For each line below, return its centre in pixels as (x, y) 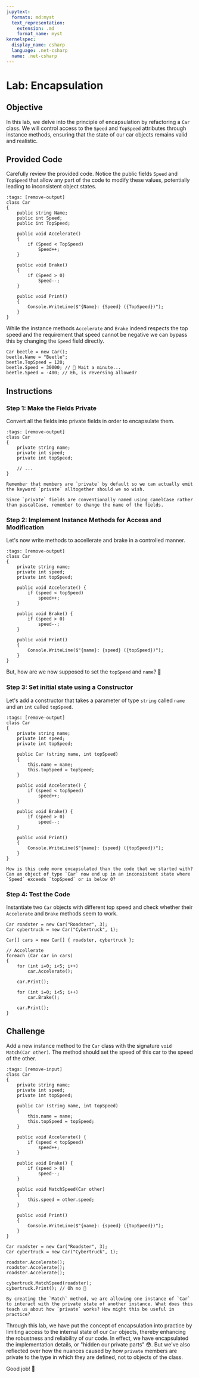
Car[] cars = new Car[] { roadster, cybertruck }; (70, 940)
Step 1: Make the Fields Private (52, 408)
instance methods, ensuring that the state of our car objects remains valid (97, 134)
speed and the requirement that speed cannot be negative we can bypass (97, 335)
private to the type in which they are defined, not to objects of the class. (95, 1357)
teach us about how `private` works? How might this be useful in (90, 1309)
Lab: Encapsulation (55, 86)
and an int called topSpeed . (40, 706)
